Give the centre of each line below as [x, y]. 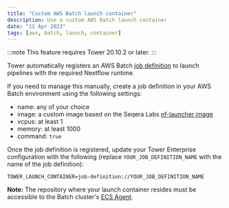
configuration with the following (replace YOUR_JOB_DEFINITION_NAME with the [115, 157]
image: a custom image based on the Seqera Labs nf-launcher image [115, 114]
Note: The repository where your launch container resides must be [102, 189]
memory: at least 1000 [49, 129]
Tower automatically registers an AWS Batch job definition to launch [103, 65]
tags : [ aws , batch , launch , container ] [64, 33]
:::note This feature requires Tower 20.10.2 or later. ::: [82, 52]
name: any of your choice [53, 107]
